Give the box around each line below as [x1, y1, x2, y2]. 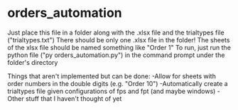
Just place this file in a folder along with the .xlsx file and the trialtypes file [7, 28, 225, 37]
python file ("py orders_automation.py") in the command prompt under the [7, 51, 225, 59]
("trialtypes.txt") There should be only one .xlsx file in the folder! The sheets [7, 35, 230, 44]
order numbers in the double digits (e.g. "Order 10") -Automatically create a [7, 79, 229, 87]
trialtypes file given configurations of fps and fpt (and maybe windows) [7, 87, 216, 95]
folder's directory [7, 58, 58, 66]
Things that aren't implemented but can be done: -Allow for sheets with [7, 72, 217, 80]
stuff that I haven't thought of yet [25, 94, 122, 103]
